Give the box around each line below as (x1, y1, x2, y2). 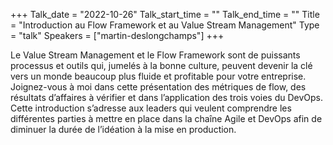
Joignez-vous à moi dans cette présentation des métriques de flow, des (10, 81, 307, 93)
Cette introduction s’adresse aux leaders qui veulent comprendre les (10, 102, 292, 114)
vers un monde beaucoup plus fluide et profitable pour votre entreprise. (10, 70, 307, 82)
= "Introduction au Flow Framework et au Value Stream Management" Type (10, 19, 320, 31)
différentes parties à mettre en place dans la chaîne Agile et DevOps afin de (10, 113, 323, 124)
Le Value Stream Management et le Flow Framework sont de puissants (10, 49, 301, 61)
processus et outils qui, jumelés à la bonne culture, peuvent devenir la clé (10, 60, 313, 71)
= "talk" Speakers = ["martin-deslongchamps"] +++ (10, 30, 225, 41)
